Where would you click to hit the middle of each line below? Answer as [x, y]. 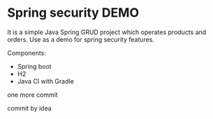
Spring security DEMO [73, 13]
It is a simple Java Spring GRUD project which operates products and [107, 32]
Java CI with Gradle [46, 81]
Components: [27, 53]
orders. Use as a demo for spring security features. [81, 39]
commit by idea [30, 108]
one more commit [32, 95]
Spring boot [34, 66]
